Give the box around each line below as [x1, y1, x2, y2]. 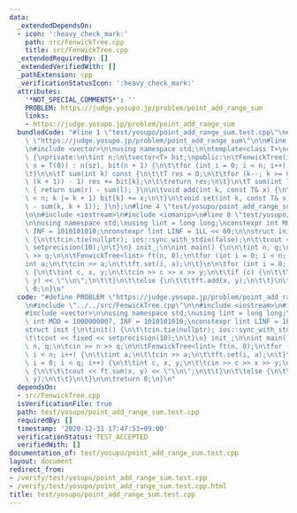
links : [25, 111, 49, 120]
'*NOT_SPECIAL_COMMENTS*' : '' [25, 95, 137, 104]
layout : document [9, 457, 73, 466]
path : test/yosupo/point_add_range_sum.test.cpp [17, 408, 200, 417]
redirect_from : [9, 465, 65, 474]
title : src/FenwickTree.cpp [25, 46, 128, 55]
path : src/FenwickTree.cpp [25, 37, 125, 47]
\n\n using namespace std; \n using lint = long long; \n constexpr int [25, 218, 278, 227]
